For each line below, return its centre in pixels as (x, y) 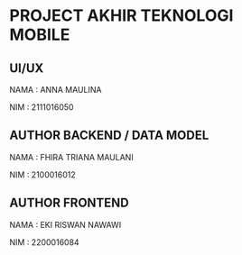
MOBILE (40, 35)
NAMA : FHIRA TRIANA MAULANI (71, 157)
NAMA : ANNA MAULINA (56, 90)
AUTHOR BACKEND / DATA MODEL (109, 136)
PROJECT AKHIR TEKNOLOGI (121, 16)
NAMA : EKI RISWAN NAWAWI (65, 224)
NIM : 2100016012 (43, 174)
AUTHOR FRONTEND (69, 203)
